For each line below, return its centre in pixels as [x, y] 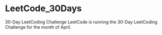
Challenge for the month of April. [38, 27]
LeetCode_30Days [43, 9]
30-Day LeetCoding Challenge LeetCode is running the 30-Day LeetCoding [81, 22]
